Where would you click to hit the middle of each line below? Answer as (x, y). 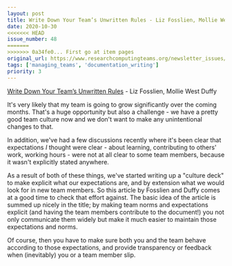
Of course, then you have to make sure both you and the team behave (107, 240)
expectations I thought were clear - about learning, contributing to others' (112, 147)
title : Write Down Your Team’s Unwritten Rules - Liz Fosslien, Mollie (112, 20)
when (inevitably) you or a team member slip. (71, 255)
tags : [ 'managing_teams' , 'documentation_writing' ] (83, 65)
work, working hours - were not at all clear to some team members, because (116, 154)
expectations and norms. (42, 227)
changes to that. (30, 126)
